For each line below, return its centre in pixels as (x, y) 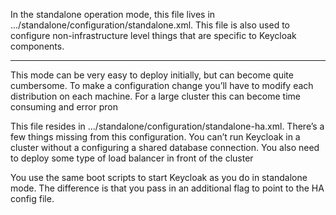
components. (37, 46)
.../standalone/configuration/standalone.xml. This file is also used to (150, 25)
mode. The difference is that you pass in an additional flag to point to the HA (167, 188)
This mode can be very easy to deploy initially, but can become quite (152, 75)
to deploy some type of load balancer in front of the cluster (132, 158)
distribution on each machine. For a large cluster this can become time (155, 96)
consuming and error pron (64, 107)
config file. (32, 198)
